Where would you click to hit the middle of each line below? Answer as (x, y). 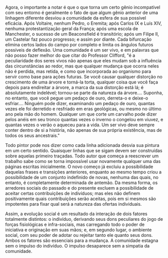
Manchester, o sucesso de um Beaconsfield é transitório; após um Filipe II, (82, 34)
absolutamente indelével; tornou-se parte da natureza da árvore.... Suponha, (84, 93)
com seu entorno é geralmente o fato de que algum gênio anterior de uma (82, 13)
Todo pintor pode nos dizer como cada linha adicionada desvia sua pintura (82, 145)
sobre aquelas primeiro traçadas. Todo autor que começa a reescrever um (82, 156)
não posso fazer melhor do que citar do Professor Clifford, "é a (70, 55)
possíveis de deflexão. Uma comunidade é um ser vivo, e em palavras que (82, 50)
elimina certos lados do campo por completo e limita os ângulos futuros (79, 45)
